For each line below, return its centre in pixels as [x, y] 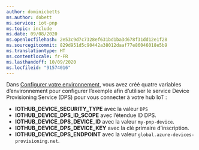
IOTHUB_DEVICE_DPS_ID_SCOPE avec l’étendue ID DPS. [86, 115]
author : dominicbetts [33, 12]
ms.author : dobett [29, 17]
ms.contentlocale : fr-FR [37, 56]
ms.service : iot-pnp [32, 23]
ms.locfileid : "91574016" [38, 67]
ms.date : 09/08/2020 [32, 34]
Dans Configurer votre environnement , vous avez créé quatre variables [94, 85]
